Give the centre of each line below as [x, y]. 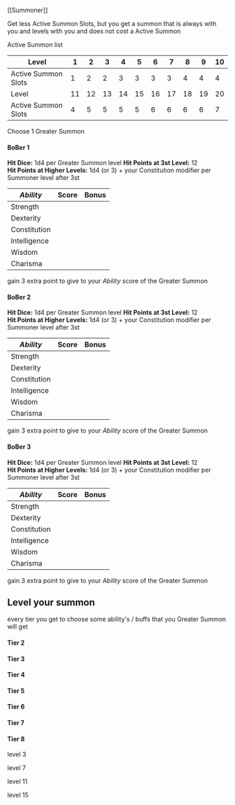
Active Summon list [35, 44]
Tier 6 [16, 707]
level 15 [18, 795]
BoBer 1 [19, 147]
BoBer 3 [19, 447]
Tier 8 [16, 738]
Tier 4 [16, 675]
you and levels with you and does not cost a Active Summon [94, 31]
